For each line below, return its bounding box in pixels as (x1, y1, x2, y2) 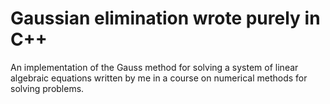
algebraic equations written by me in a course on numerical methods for (10, 72, 308, 84)
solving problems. (10, 82, 85, 94)
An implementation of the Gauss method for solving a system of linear (10, 61, 299, 73)
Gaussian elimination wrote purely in (10, 7, 321, 30)
